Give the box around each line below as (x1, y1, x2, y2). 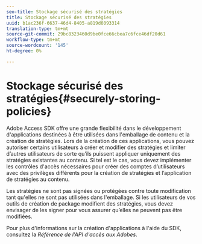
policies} (6, 105, 52, 118)
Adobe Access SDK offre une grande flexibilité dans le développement (6, 124, 181, 132)
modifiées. (6, 213, 33, 220)
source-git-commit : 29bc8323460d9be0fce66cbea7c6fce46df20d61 (6, 31, 166, 37)
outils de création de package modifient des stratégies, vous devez (6, 200, 174, 207)
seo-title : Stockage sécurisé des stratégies (6, 8, 122, 15)
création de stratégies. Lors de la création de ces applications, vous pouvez (6, 137, 195, 144)
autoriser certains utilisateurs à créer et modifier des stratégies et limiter (6, 144, 186, 151)
